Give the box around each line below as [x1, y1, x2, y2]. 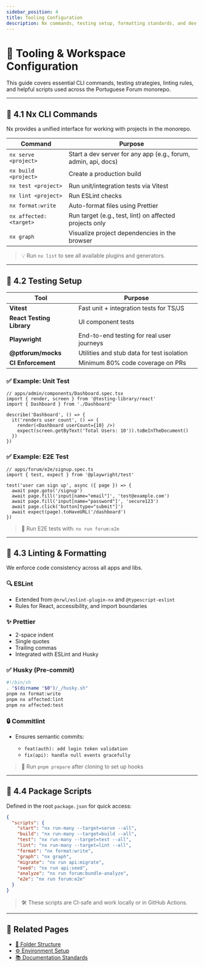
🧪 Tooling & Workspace [6, 46, 126, 60]
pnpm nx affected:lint [6, 696, 64, 702]
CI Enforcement [9, 358, 56, 367]
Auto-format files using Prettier [69, 202, 158, 210]
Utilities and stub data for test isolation [78, 349, 188, 357]
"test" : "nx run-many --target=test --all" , [17, 836, 132, 843]
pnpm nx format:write [6, 691, 61, 697]
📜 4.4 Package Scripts [6, 786, 92, 796]
